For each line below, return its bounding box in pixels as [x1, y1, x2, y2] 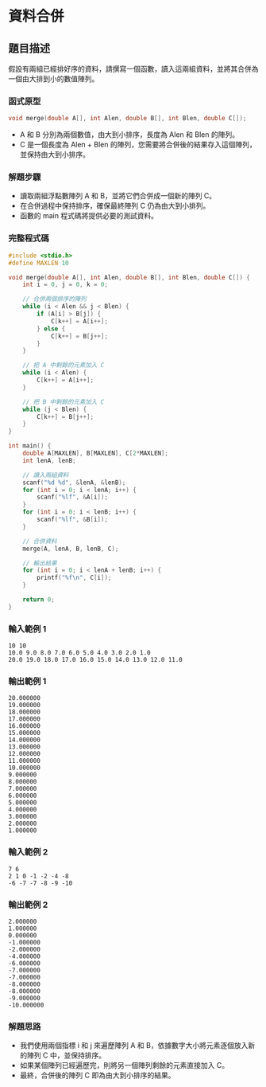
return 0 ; [22, 596, 56, 604]
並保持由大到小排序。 [19, 150, 90, 159]
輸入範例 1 [8, 623, 47, 634]
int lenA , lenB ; [22, 456, 77, 464]
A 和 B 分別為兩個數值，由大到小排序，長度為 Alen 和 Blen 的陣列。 [19, 130, 240, 139]
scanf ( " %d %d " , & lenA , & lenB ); [22, 479, 126, 487]
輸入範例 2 [8, 847, 48, 858]
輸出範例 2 [8, 899, 48, 910]
